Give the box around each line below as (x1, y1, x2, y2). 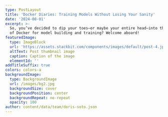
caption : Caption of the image (9, 53, 75, 59)
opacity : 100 (9, 100, 37, 105)
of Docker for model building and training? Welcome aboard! (9, 30, 140, 35)
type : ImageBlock (9, 40, 46, 45)
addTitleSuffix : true (5, 63, 50, 68)
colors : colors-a (5, 68, 41, 73)
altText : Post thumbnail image (9, 49, 75, 54)
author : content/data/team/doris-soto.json (5, 105, 97, 110)
